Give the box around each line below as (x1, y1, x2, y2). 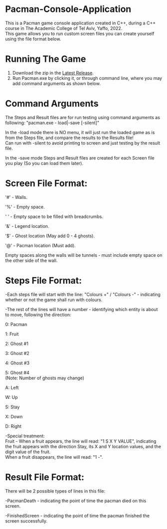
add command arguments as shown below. (12, 80, 101, 86)
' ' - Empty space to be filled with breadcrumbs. (5, 213, 103, 219)
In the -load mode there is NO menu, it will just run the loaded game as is (5, 129, 155, 135)
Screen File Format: (5, 178, 88, 189)
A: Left (5, 384, 19, 390)
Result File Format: (5, 471, 85, 483)
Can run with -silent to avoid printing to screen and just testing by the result (5, 140, 161, 146)
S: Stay (5, 404, 20, 410)
